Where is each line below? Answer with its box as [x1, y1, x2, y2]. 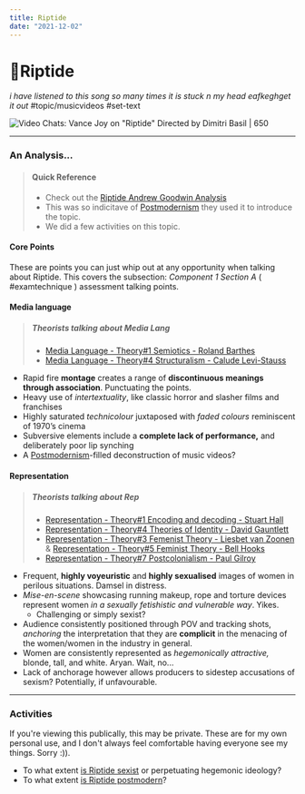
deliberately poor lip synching [22, 440, 134, 451]
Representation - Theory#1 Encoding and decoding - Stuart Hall [44, 514, 284, 524]
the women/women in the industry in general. [22, 637, 193, 649]
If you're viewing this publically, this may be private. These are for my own [9, 728, 288, 740]
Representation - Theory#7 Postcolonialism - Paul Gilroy [44, 553, 256, 564]
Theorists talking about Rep [31, 491, 140, 502]
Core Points [9, 241, 54, 252]
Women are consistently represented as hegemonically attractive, [22, 647, 270, 658]
